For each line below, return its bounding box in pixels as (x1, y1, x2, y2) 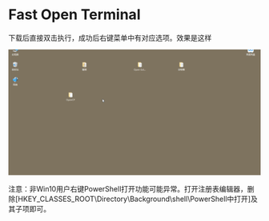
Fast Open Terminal (8, 6, 141, 24)
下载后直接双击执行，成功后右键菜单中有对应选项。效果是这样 (8, 33, 212, 42)
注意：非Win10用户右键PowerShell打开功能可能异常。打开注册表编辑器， (8, 184, 248, 193)
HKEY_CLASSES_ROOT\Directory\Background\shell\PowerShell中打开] (18, 194, 251, 203)
